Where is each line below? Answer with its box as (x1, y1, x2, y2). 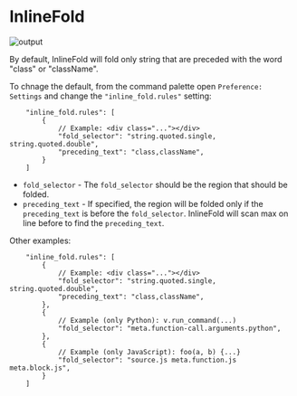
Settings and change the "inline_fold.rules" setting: (9, 90, 212, 101)
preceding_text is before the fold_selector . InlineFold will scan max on (22, 208, 289, 219)
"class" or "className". (9, 63, 99, 74)
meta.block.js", (9, 363, 71, 372)
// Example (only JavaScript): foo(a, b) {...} (57, 347, 242, 356)
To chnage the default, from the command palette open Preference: (9, 80, 263, 91)
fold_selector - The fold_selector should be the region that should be (22, 179, 288, 190)
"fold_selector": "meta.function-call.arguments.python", (57, 324, 282, 333)
